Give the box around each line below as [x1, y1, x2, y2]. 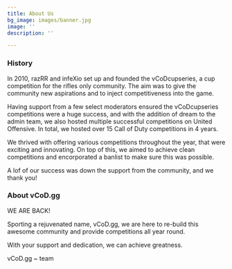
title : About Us [7, 10, 54, 17]
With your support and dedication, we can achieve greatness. [7, 241, 183, 249]
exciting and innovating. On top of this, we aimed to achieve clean [7, 145, 195, 153]
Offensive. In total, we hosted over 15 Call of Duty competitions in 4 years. [7, 124, 218, 132]
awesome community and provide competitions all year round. [7, 227, 186, 236]
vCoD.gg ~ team [7, 254, 54, 262]
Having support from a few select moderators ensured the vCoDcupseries [7, 102, 219, 111]
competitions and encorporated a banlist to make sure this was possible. [7, 153, 215, 161]
